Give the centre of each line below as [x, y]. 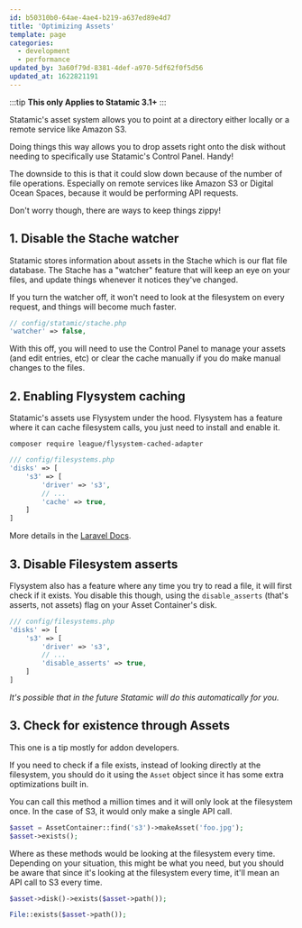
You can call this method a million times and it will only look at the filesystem [151, 801]
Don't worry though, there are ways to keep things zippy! [115, 210]
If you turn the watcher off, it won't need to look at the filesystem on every [147, 297]
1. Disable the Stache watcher [94, 239]
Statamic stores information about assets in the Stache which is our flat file [149, 260]
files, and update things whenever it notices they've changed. [124, 280]
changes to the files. [47, 368]
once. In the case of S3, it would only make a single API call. [121, 811]
